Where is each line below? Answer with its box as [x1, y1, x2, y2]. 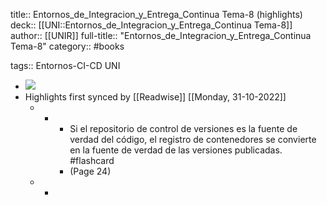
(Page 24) [69, 165, 112, 177]
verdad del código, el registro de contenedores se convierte [69, 134, 317, 145]
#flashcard [69, 155, 115, 166]
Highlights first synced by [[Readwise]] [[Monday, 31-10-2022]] [24, 91, 287, 103]
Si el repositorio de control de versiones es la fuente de [69, 123, 298, 134]
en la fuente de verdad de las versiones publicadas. [69, 144, 283, 156]
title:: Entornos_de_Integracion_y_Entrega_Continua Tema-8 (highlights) [10, 9, 303, 20]
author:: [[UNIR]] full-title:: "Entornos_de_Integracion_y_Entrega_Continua [10, 30, 312, 41]
